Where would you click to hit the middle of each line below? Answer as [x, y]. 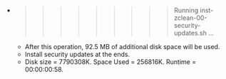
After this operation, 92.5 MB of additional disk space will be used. [122, 47]
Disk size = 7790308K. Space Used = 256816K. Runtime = [111, 62]
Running [186, 10]
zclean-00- [190, 18]
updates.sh [190, 33]
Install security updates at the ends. [77, 54]
